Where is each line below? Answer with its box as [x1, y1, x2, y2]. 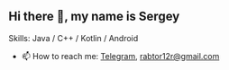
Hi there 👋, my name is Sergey [8, 9, 180, 24]
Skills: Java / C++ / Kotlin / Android [8, 32, 139, 43]
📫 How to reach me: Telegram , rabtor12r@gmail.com [21, 50, 220, 61]
